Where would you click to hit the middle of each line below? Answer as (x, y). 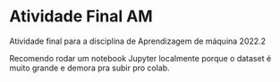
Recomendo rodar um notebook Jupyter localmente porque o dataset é (140, 58)
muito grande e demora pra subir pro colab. (89, 68)
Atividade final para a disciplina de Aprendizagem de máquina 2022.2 (138, 41)
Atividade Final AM (81, 16)
